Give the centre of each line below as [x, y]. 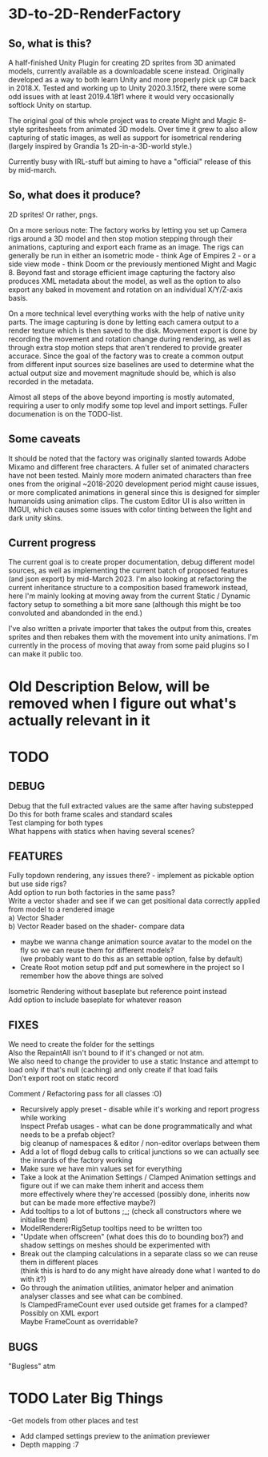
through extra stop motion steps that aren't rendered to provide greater [125, 347]
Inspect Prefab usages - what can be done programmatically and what [136, 1126]
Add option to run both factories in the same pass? [92, 892]
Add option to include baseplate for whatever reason [95, 1000]
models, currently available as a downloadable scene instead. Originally [126, 71]
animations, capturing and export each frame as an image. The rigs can [126, 247]
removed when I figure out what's [122, 703]
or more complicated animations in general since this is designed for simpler [134, 492]
